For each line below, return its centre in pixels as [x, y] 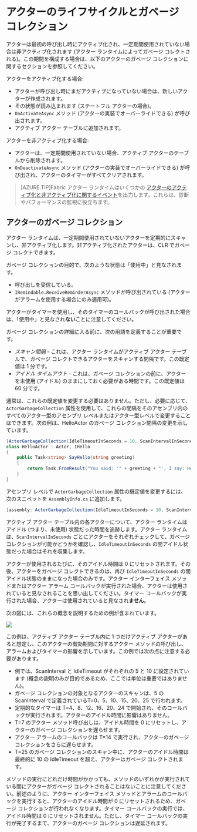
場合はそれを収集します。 [57, 551]
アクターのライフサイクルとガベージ [93, 12]
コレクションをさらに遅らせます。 [55, 744]
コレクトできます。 [35, 252]
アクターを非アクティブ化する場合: [47, 140]
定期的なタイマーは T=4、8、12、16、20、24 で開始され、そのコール [98, 707]
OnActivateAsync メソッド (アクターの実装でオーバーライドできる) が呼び [102, 113]
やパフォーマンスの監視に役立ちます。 [67, 202]
